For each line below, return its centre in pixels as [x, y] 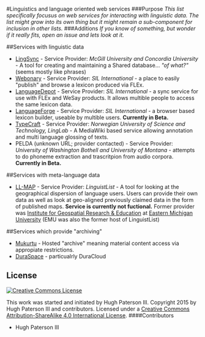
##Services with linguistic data [45, 47]
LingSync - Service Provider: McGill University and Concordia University [107, 59]
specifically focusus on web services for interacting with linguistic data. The [102, 15]
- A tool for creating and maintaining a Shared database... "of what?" [102, 65]
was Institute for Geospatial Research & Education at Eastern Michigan [104, 213]
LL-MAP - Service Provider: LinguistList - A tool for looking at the [97, 187]
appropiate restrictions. [45, 250]
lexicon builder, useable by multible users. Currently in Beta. [92, 117]
